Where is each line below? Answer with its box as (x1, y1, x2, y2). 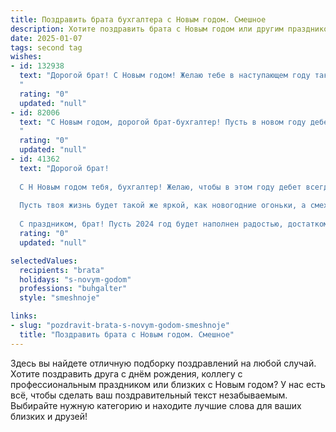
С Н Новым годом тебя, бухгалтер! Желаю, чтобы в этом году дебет (19, 182, 302, 192)
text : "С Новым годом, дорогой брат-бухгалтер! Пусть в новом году (19, 117, 307, 127)
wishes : (10, 52, 43, 62)
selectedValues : (10, 256, 78, 266)
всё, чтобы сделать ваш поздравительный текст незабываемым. (10, 389, 288, 401)
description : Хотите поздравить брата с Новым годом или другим (10, 24, 284, 34)
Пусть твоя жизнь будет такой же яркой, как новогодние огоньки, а (19, 201, 307, 211)
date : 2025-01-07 (10, 33, 83, 43)
